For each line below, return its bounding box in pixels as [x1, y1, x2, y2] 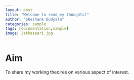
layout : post [5, 7, 33, 13]
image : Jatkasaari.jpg [5, 31, 53, 36]
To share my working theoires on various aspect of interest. [5, 69, 129, 75]
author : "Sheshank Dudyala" [5, 17, 65, 22]
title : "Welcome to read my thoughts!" [5, 12, 90, 17]
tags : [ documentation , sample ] [5, 26, 69, 31]
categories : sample [5, 21, 47, 27]
